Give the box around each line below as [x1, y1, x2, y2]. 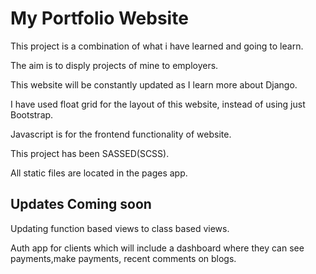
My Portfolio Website [10, 7, 189, 30]
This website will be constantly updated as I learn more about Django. [10, 78, 298, 91]
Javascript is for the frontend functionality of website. [10, 128, 232, 140]
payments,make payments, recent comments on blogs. [10, 252, 237, 264]
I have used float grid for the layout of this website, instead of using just [10, 98, 306, 110]
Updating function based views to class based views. [10, 222, 230, 234]
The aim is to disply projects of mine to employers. [10, 59, 219, 71]
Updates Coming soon [10, 196, 152, 213]
